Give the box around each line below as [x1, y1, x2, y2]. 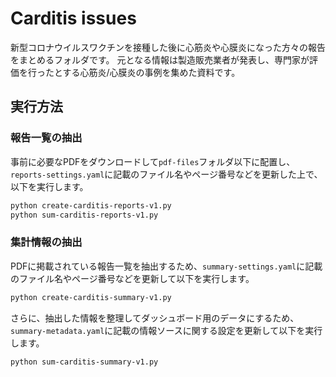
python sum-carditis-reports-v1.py [10, 210, 159, 220]
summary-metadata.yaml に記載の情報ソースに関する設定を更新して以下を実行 [10, 324, 323, 336]
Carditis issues [10, 7, 137, 30]
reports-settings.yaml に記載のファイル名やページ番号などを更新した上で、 [10, 168, 323, 180]
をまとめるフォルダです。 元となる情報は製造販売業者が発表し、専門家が [10, 53, 310, 66]
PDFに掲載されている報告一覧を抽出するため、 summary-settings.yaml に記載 [10, 260, 323, 272]
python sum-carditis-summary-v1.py [10, 357, 159, 367]
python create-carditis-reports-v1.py [10, 200, 172, 211]
